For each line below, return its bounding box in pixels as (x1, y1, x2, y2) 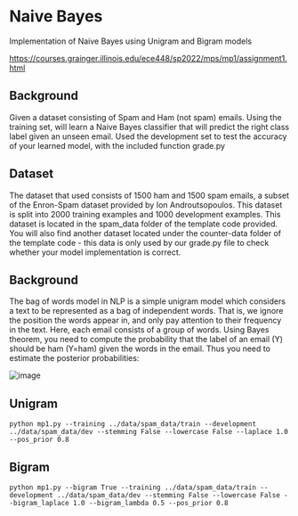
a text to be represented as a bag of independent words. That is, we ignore (9, 306, 284, 316)
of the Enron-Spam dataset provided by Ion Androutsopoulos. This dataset (9, 199, 283, 210)
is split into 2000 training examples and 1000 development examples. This (9, 209, 281, 219)
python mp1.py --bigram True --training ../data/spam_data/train (9, 483, 256, 492)
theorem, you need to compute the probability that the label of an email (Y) (9, 334, 283, 345)
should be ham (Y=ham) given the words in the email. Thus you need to (9, 343, 271, 354)
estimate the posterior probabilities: (9, 353, 140, 364)
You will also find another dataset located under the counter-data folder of (9, 227, 282, 238)
